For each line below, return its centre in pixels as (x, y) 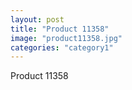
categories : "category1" (62, 47)
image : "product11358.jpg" (66, 38)
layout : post (37, 19)
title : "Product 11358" (60, 29)
